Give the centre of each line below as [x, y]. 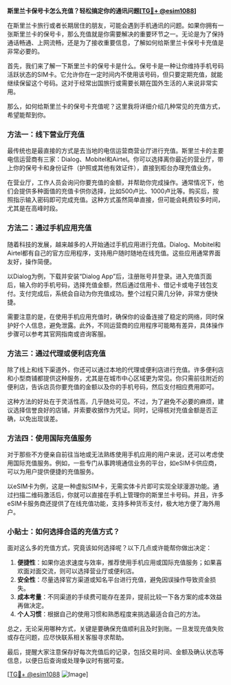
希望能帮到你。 [28, 115]
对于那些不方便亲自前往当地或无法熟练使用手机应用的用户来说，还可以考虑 [112, 454]
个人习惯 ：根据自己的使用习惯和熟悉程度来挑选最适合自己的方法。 [110, 614]
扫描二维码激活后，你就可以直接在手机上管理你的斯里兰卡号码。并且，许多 [118, 495]
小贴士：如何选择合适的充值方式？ [64, 531]
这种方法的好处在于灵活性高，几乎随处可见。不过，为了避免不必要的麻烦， [112, 401]
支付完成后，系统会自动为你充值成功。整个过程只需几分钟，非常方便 [115, 293]
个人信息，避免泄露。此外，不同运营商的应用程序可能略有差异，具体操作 [121, 325]
